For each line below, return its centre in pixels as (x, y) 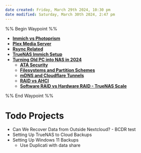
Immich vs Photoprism (36, 38)
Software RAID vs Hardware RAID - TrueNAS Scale (73, 86)
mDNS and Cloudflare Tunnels (52, 75)
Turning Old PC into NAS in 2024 (47, 59)
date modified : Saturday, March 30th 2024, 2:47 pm (60, 14)
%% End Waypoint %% (29, 96)
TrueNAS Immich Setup (37, 54)
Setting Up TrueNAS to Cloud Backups (52, 135)
